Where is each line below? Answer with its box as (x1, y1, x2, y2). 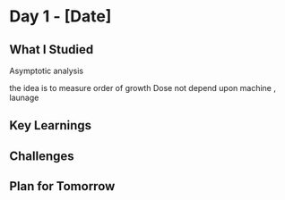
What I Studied (9, 42, 94, 57)
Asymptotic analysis (9, 65, 83, 76)
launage (9, 92, 39, 103)
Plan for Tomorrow (9, 179, 116, 194)
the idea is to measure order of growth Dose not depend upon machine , (9, 83, 276, 93)
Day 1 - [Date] (9, 6, 112, 27)
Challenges (9, 148, 74, 163)
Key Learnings (9, 118, 92, 133)
